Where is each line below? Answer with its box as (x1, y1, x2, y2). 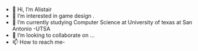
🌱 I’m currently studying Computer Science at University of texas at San (12, 19, 193, 25)
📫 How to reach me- (12, 38, 65, 46)
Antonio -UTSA (12, 25, 51, 32)
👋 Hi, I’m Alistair (12, 6, 52, 13)
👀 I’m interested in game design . (12, 12, 94, 19)
